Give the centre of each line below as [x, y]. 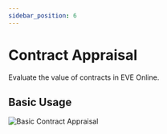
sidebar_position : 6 [43, 16]
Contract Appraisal [73, 55]
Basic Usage [40, 102]
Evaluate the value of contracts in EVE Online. [84, 77]
